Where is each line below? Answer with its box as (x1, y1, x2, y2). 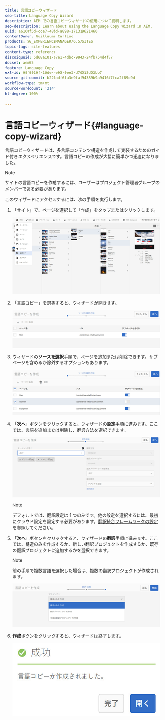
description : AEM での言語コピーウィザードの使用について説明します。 (5, 18, 134, 23)
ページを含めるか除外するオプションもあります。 (12, 360, 111, 365)
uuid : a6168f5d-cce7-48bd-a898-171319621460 (5, 29, 98, 34)
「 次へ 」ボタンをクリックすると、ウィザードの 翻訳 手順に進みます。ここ (12, 535, 158, 541)
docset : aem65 (5, 60, 34, 65)
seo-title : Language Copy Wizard (5, 13, 74, 18)
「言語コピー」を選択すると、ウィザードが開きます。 (12, 300, 119, 306)
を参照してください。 (12, 524, 55, 530)
